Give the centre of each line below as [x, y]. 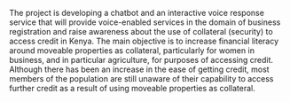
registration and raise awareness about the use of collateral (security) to [141, 31]
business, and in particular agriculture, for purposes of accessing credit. [141, 60]
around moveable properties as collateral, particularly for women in [132, 51]
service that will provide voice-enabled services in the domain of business [145, 22]
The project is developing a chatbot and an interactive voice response [137, 13]
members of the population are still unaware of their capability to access [141, 78]
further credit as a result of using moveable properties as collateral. [132, 88]
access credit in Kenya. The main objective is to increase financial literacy [144, 41]
